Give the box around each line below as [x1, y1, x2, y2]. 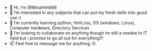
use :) [9, 15, 21, 20]
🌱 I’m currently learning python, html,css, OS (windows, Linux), [9, 20, 136, 25]
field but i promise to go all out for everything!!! [9, 35, 104, 41]
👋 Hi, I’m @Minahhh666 [9, 5, 57, 10]
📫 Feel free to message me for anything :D [9, 41, 96, 46]
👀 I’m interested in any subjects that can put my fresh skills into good [9, 10, 147, 15]
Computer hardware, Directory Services [9, 25, 90, 31]
